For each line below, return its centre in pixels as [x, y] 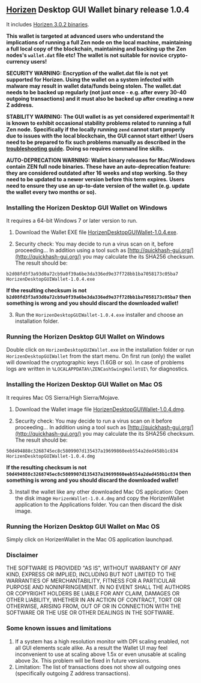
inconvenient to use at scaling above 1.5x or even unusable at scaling [100, 654]
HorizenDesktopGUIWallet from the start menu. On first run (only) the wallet [98, 356]
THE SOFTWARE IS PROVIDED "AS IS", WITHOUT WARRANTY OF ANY [94, 568]
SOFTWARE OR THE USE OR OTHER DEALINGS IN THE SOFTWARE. [90, 613]
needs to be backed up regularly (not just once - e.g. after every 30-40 [97, 92]
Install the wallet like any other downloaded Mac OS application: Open [101, 492]
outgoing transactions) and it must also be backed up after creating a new [100, 98]
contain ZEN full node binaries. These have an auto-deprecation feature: [98, 166]
